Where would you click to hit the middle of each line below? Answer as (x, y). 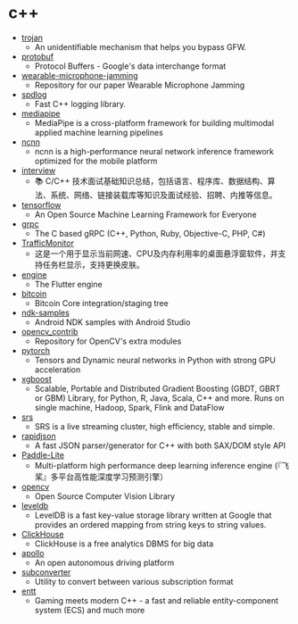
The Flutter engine (69, 284)
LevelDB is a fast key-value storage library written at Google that (153, 515)
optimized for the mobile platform (96, 161)
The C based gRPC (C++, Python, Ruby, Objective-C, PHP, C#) (150, 233)
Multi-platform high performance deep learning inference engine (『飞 (162, 465)
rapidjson (38, 436)
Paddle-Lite (42, 454)
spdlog (34, 94)
